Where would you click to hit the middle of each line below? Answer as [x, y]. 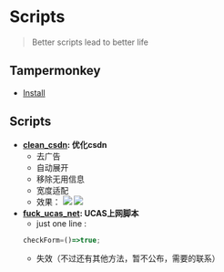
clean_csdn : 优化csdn [65, 144]
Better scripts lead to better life [90, 42]
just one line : [61, 223]
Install [34, 92]
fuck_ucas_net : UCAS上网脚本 [81, 213]
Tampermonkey [55, 71]
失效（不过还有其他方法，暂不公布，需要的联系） [128, 258]
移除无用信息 [60, 179]
